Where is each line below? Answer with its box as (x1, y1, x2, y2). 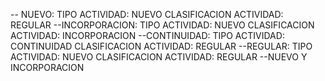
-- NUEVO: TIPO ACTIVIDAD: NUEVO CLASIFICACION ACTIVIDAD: (10, 9, 284, 20)
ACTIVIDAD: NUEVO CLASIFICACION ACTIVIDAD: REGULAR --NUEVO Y (10, 51, 308, 63)
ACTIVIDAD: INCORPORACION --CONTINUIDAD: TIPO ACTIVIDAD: (10, 30, 285, 41)
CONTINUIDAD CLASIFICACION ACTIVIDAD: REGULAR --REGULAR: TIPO (10, 40, 313, 52)
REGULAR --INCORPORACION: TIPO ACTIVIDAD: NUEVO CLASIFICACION (10, 19, 315, 31)
